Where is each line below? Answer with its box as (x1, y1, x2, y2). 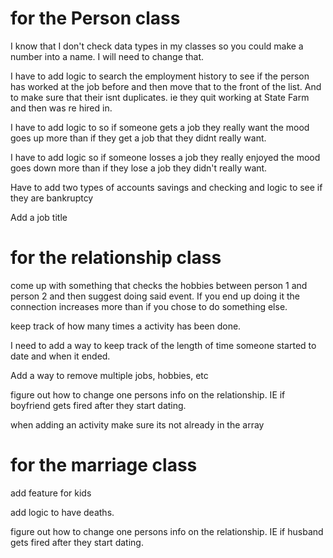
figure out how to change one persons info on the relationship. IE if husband (10, 525, 324, 537)
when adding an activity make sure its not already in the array (10, 418, 265, 431)
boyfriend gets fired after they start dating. (10, 399, 187, 411)
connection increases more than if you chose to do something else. (10, 300, 288, 312)
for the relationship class (10, 247, 222, 269)
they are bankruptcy (10, 192, 94, 204)
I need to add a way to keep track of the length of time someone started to (10, 339, 317, 351)
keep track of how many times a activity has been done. (10, 320, 242, 332)
